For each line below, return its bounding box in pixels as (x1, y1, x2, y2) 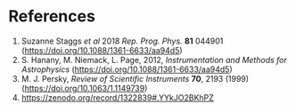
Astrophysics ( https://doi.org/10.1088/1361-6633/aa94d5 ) (21, 64, 233, 75)
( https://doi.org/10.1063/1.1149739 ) (21, 83, 148, 93)
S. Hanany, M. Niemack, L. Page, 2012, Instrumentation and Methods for (21, 54, 287, 65)
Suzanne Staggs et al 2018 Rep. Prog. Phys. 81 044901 (21, 36, 224, 46)
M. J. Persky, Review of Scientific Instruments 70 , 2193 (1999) (21, 73, 250, 84)
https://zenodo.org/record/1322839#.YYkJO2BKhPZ (21, 92, 215, 103)
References (8, 6, 95, 27)
